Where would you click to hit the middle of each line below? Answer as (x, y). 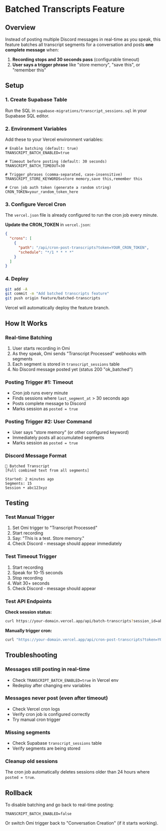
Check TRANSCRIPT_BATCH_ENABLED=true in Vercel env (65, 680)
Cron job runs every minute (40, 393)
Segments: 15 (19, 483)
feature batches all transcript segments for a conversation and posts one (80, 45)
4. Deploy (17, 279)
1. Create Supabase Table (36, 100)
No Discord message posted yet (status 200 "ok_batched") (73, 369)
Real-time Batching (29, 337)
